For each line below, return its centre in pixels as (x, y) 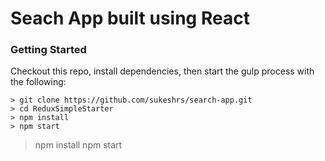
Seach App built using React (130, 18)
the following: (38, 82)
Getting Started (48, 50)
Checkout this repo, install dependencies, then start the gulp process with (162, 71)
